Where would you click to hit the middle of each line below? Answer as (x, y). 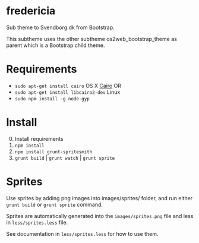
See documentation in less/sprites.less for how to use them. (82, 233)
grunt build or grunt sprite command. (54, 204)
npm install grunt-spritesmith (53, 152)
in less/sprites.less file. (37, 222)
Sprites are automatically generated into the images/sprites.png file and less (100, 216)
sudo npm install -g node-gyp (52, 99)
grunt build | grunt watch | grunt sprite (65, 157)
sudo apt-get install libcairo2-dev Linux (67, 92)
